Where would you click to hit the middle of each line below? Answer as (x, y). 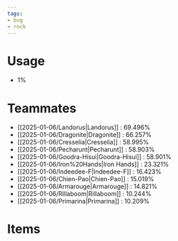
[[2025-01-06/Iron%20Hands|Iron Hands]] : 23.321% (93, 165)
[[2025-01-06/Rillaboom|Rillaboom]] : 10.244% (84, 194)
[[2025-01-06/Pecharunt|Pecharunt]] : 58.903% (86, 149)
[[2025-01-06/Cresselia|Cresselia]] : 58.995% (83, 142)
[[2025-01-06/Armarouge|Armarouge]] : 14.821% (87, 186)
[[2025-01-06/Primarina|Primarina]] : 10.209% (83, 201)
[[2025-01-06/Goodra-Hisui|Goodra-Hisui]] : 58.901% (94, 157)
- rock (17, 26)
